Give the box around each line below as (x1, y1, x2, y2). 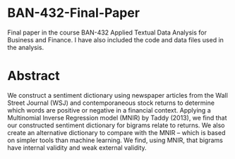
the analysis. (7, 43, 44, 51)
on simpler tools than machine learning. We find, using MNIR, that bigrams (7, 136, 224, 144)
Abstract (7, 68, 60, 84)
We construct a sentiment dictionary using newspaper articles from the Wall (7, 91, 228, 99)
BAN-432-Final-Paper (7, 5, 140, 21)
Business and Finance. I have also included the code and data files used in (7, 35, 224, 44)
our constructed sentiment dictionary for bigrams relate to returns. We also (7, 121, 225, 129)
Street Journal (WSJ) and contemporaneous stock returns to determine (7, 98, 215, 107)
